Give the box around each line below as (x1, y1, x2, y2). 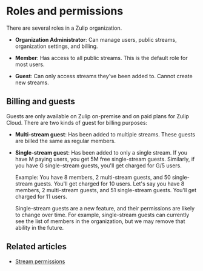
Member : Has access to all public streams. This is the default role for (15, 54, 188, 61)
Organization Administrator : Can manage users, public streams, (15, 36, 177, 43)
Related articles (6, 241, 67, 252)
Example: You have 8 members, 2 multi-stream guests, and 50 (15, 173, 171, 181)
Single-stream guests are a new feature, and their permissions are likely (15, 204, 195, 212)
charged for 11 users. (15, 193, 68, 200)
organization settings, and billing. (15, 42, 98, 50)
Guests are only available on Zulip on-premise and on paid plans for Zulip (6, 112, 189, 119)
